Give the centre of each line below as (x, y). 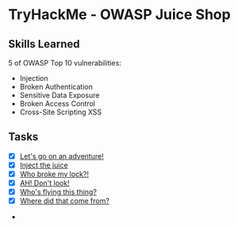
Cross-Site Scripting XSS (61, 112)
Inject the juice (44, 165)
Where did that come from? (64, 201)
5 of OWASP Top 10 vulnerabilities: (65, 63)
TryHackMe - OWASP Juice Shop (120, 15)
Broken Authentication (56, 87)
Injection (34, 78)
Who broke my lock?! (54, 174)
